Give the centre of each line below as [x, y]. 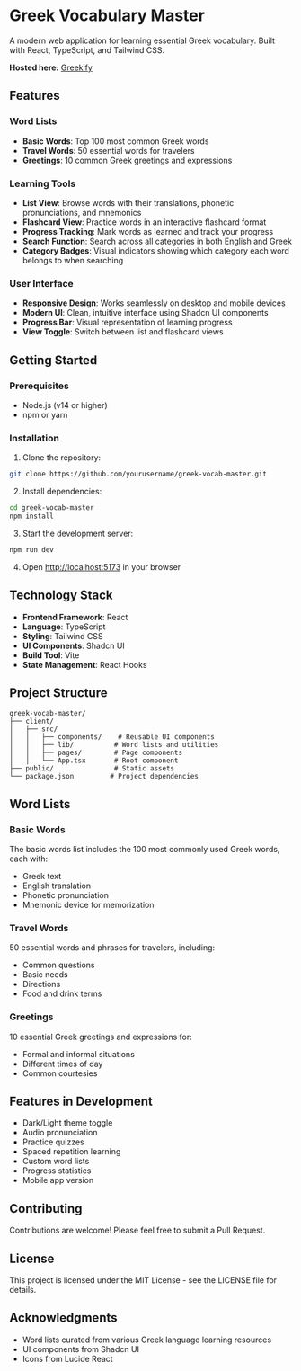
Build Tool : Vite [51, 655]
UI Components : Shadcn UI [74, 645]
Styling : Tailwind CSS [62, 636]
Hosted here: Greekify [51, 67]
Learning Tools [43, 183]
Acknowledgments [64, 1318]
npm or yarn [45, 414]
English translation [57, 886]
